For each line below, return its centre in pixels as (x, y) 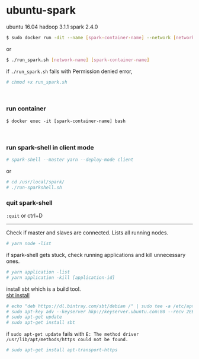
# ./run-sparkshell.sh (34, 188)
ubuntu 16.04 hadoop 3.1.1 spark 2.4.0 (52, 27)
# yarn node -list (29, 244)
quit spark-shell (30, 202)
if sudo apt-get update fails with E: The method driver (73, 334)
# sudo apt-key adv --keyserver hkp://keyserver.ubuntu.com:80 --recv (95, 312)
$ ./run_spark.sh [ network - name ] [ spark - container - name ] (78, 60)
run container (26, 109)
